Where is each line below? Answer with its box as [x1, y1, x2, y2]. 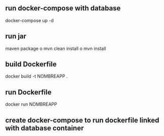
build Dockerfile [5, 60, 57, 69]
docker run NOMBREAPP [5, 101, 57, 107]
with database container [5, 123, 84, 132]
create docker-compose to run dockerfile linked [5, 116, 159, 124]
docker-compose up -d [5, 17, 54, 23]
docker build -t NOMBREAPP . [5, 73, 68, 80]
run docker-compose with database [5, 4, 121, 13]
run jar [5, 32, 27, 41]
